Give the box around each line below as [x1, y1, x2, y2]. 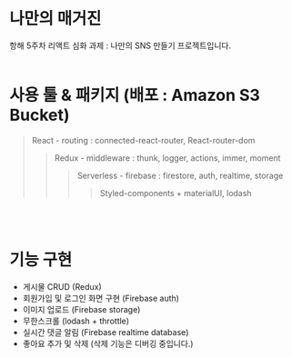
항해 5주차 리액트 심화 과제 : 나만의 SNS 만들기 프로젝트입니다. [9, 40, 232, 51]
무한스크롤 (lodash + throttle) [22, 315, 130, 326]
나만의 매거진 [9, 8, 102, 29]
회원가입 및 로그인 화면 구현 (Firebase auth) [22, 293, 180, 303]
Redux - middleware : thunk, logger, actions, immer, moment [54, 152, 281, 164]
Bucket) [9, 105, 70, 125]
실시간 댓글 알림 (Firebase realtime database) [22, 326, 189, 337]
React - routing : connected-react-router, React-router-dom [31, 134, 256, 145]
